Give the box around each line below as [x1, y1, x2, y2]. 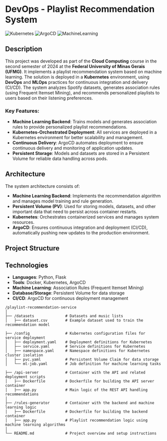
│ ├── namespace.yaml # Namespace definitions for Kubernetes [5, 349, 150, 354]
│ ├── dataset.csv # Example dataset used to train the [5, 318, 143, 323]
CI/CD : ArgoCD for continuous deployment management [12, 295, 128, 301]
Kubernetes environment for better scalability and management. [12, 135, 144, 141]
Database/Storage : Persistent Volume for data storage [12, 290, 125, 296]
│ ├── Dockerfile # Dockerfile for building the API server [5, 379, 155, 384]
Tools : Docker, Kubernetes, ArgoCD [12, 280, 86, 286]
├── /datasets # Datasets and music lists [5, 314, 123, 319]
